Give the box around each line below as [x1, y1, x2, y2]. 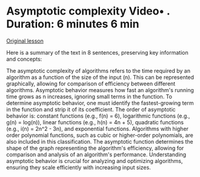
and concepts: [6, 55, 42, 62]
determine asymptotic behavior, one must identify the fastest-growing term [6, 99, 194, 107]
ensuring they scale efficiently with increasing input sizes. [6, 164, 152, 171]
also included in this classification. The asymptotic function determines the [6, 138, 194, 145]
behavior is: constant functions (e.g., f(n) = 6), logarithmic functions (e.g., [6, 112, 190, 119]
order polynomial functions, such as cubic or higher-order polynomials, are [6, 132, 194, 139]
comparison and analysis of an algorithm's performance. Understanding [6, 150, 187, 158]
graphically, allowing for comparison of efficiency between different [6, 80, 176, 87]
